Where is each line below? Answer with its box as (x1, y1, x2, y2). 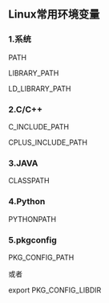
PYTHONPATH (8, 214, 57, 223)
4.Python (8, 196, 46, 207)
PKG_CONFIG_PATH (8, 252, 75, 262)
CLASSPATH (8, 176, 50, 186)
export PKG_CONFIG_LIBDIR (8, 285, 102, 295)
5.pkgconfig (8, 234, 58, 245)
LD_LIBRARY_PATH (8, 84, 71, 93)
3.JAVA (8, 158, 38, 169)
